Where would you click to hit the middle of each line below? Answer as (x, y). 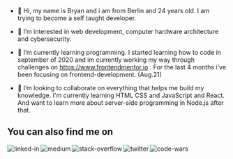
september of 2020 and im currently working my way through (106, 60)
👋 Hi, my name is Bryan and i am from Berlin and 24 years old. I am (113, 11)
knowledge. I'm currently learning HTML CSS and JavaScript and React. (121, 95)
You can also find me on (60, 132)
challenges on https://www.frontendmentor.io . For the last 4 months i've (122, 67)
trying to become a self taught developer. (77, 18)
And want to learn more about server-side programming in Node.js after (121, 103)
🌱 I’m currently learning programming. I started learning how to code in (119, 52)
